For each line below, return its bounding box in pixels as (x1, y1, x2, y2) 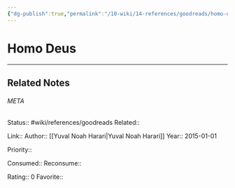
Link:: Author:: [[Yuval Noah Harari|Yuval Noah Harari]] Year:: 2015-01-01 (7, 132, 218, 140)
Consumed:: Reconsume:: (7, 159, 82, 168)
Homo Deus (7, 40, 77, 56)
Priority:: (7, 145, 32, 154)
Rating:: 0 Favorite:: (7, 173, 64, 181)
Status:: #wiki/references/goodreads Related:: (7, 119, 140, 127)
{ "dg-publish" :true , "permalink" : (7, 10, 105, 18)
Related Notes (7, 76, 70, 88)
